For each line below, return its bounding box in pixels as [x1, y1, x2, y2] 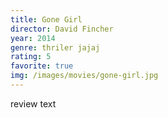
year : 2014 [10, 33, 56, 43]
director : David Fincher [10, 24, 114, 34]
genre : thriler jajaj [10, 42, 101, 53]
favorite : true [10, 61, 74, 71]
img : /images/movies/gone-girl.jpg [10, 71, 159, 81]
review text [10, 97, 57, 110]
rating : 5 [10, 52, 52, 62]
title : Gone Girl [10, 14, 83, 25]
